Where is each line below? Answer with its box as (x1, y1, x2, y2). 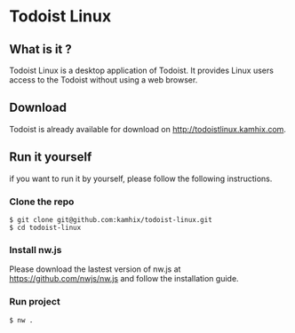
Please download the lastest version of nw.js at (9, 264, 181, 274)
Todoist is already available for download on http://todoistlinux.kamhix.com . (9, 123, 287, 134)
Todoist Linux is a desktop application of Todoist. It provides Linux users (9, 65, 274, 75)
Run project (9, 296, 60, 308)
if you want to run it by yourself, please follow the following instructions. (9, 173, 273, 184)
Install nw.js (9, 243, 62, 256)
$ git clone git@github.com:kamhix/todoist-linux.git (9, 215, 213, 224)
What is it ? (9, 42, 73, 57)
